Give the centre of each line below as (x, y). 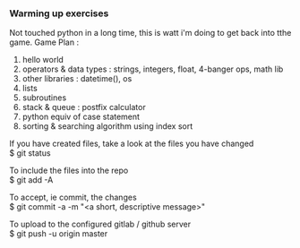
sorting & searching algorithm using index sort (107, 126)
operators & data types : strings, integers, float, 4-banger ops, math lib (153, 69)
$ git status (30, 153)
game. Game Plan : (44, 42)
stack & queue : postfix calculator (84, 107)
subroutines (44, 98)
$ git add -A (31, 180)
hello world (43, 60)
